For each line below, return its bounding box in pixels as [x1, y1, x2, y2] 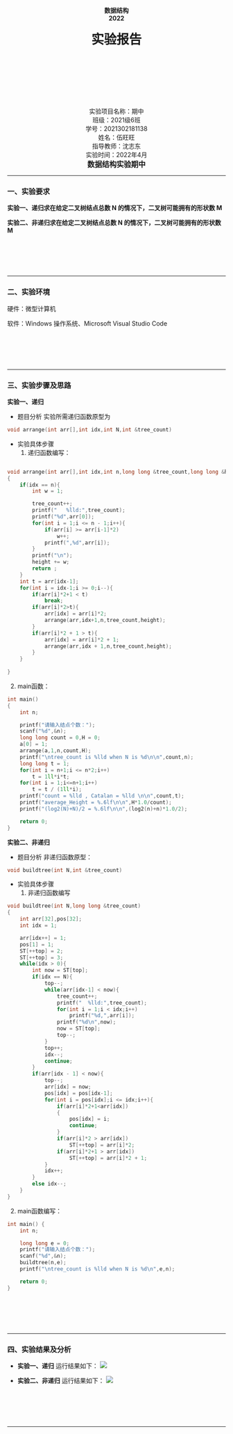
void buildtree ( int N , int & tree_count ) [7, 866, 123, 874]
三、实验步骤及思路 [7, 381, 71, 390]
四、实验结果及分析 [7, 1344, 71, 1354]
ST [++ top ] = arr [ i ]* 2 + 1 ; [69, 1154, 148, 1161]
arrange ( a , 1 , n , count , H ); [19, 747, 92, 754]
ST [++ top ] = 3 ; [19, 954, 64, 961]
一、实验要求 [7, 186, 51, 196]
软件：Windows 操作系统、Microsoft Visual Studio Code [7, 319, 168, 328]
